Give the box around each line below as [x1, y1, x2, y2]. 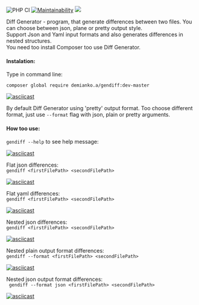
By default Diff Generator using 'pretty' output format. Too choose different [6, 105, 193, 112]
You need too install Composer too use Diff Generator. [6, 44, 141, 51]
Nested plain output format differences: [6, 247, 104, 254]
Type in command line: [6, 71, 63, 78]
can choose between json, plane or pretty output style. [6, 25, 143, 31]
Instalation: [6, 57, 36, 64]
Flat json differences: [6, 161, 59, 168]
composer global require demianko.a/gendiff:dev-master [6, 82, 150, 88]
